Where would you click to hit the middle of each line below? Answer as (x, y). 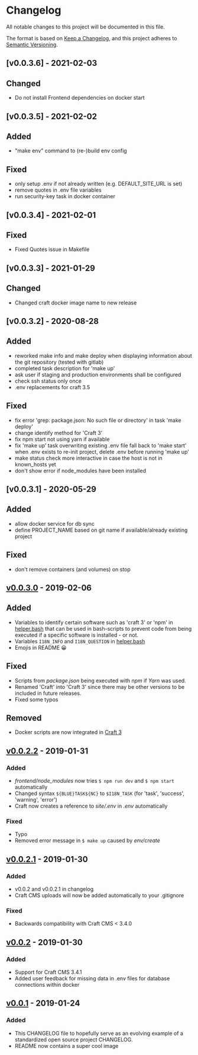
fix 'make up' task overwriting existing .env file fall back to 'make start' (100, 445)
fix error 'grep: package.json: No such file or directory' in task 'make (98, 420)
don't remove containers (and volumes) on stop (73, 569)
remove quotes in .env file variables (58, 190)
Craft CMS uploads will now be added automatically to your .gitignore (99, 895)
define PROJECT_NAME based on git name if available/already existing (101, 530)
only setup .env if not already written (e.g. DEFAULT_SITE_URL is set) (98, 184)
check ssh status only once (48, 381)
